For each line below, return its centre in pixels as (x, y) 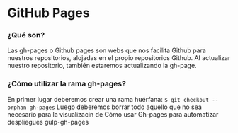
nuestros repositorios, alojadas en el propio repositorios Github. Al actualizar (119, 58)
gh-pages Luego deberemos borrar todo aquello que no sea (115, 107)
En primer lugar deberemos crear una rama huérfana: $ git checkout (108, 99)
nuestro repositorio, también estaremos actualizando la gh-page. (102, 66)
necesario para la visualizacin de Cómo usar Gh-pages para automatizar (113, 114)
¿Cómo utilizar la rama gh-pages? (67, 84)
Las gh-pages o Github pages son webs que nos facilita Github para (107, 50)
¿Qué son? (26, 35)
